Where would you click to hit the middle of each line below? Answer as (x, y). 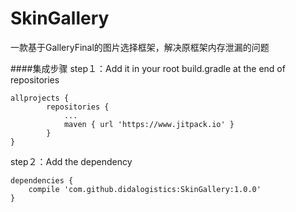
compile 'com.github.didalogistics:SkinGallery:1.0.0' (145, 189)
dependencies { (42, 180)
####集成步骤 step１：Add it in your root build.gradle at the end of (148, 68)
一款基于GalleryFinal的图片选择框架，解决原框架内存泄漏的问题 (140, 47)
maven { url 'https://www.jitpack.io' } (149, 124)
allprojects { (40, 98)
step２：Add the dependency (71, 161)
